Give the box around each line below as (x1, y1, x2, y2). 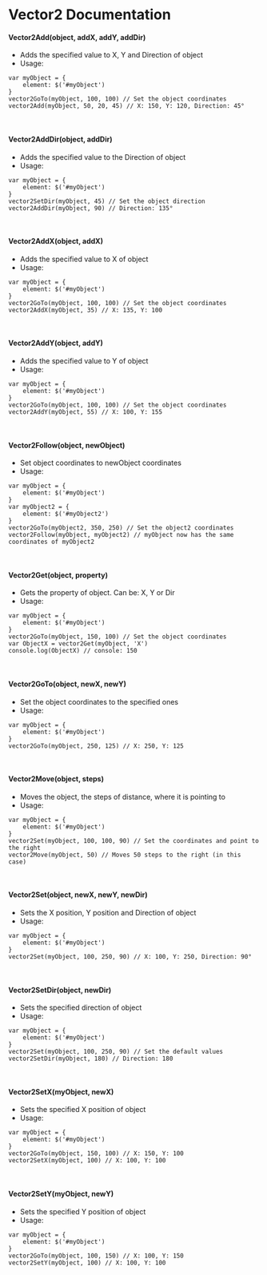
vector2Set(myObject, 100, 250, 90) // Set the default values (8, 1048, 224, 1056)
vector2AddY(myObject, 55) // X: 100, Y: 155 (8, 408, 162, 416)
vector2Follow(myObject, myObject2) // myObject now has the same (8, 531, 234, 539)
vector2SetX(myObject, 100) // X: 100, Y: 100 (8, 1157, 166, 1165)
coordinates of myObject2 (8, 538, 94, 546)
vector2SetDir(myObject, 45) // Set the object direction (8, 197, 205, 205)
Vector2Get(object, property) (8, 570, 108, 580)
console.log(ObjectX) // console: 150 (8, 647, 137, 655)
